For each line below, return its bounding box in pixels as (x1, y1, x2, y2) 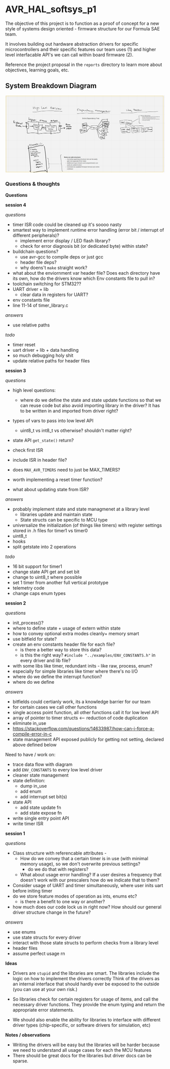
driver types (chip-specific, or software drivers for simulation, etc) (12, 1022, 151, 1028)
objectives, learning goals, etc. (5, 67, 69, 73)
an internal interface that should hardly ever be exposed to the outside (12, 981, 159, 987)
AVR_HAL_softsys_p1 (5, 4, 97, 15)
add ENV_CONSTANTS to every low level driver (12, 766, 103, 772)
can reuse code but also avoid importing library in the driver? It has (20, 402, 160, 409)
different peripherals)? (12, 232, 60, 238)
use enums (12, 929, 36, 935)
